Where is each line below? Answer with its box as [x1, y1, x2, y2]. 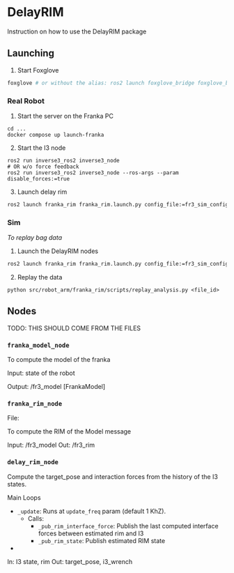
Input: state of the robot [7, 369, 75, 377]
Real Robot [7, 95, 45, 105]
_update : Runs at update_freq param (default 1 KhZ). [17, 507, 166, 515]
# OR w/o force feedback [7, 163, 79, 170]
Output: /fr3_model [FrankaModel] [7, 383, 106, 391]
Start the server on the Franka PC [17, 112, 114, 120]
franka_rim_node [7, 400, 63, 408]
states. [7, 480, 26, 488]
